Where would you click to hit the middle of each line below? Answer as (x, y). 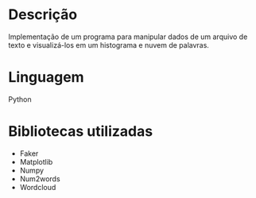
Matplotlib (36, 161)
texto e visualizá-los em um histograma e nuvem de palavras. (109, 45)
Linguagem (47, 78)
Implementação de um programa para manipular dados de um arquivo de (128, 37)
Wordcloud (38, 187)
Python (20, 99)
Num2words (40, 179)
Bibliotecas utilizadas (81, 132)
